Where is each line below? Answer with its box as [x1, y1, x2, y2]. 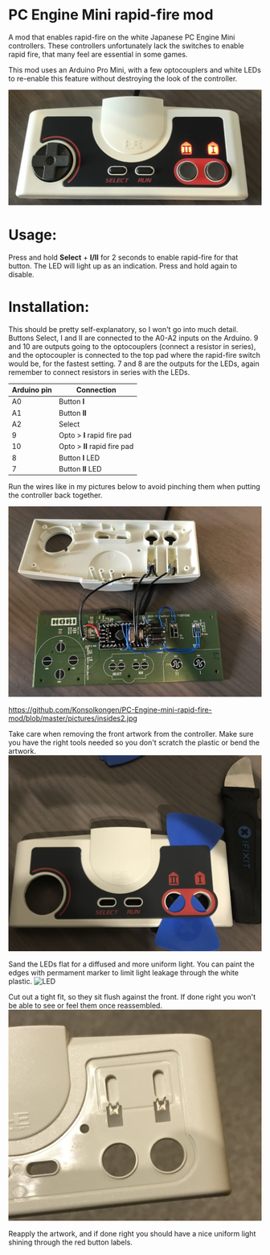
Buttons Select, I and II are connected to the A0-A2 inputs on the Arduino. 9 [8, 333, 259, 343]
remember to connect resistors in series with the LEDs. [8, 367, 190, 376]
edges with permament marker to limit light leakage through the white [8, 968, 239, 978]
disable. [8, 269, 35, 279]
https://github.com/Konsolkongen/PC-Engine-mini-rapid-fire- [8, 705, 212, 715]
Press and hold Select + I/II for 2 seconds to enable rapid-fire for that [8, 252, 239, 262]
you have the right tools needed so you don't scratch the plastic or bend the [8, 738, 260, 747]
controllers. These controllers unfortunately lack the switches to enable [8, 40, 244, 50]
